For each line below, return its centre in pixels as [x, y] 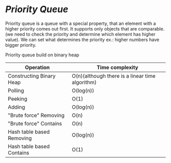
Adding [17, 107]
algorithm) [84, 82]
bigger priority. [21, 45]
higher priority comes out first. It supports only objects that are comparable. [85, 28]
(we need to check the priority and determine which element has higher [80, 34]
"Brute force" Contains [35, 123]
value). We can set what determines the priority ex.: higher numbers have [82, 40]
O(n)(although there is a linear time [114, 76]
